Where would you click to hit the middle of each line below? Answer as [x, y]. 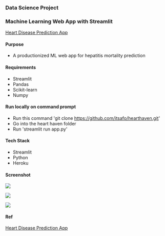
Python [20, 158]
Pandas [21, 84]
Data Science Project [32, 8]
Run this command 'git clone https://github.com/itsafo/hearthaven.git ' [86, 118]
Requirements [21, 68]
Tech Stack [17, 141]
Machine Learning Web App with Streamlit [59, 21]
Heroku [20, 163]
